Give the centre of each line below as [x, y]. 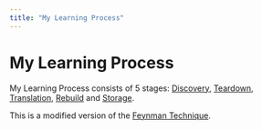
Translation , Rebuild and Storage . [72, 97]
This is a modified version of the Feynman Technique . [110, 115]
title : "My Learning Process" [67, 18]
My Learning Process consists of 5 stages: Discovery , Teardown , [131, 88]
